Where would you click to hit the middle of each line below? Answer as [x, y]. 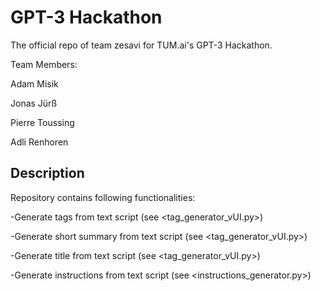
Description [47, 173]
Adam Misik [34, 83]
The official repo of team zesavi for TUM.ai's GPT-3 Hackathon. [141, 45]
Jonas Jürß [34, 103]
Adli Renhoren [39, 142]
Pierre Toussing [42, 122]
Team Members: [44, 64]
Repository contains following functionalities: [103, 197]
